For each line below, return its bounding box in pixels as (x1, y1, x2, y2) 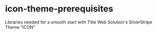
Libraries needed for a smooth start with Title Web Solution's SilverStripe (5, 19, 153, 25)
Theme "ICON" (5, 24, 36, 30)
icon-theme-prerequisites (5, 3, 114, 14)
